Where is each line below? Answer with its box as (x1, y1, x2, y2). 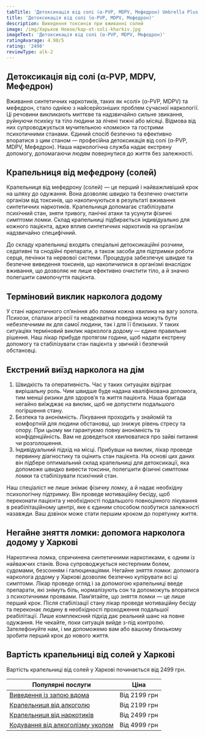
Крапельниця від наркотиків (9, 711, 94, 719)
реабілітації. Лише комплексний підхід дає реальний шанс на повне (6, 612, 185, 619)
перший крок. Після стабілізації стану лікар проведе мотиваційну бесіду (6, 599, 197, 606)
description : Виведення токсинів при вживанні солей (6, 20, 144, 26)
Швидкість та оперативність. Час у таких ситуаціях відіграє (15, 381, 172, 388)
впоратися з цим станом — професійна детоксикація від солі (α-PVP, (6, 136, 188, 144)
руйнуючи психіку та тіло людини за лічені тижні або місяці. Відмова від (6, 117, 196, 124)
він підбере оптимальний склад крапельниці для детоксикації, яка (15, 459, 190, 466)
